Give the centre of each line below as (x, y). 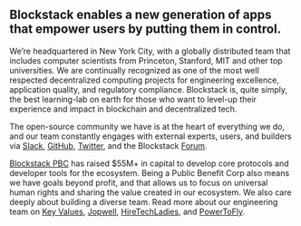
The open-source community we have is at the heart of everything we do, (147, 126)
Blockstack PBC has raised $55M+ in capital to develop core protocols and (149, 163)
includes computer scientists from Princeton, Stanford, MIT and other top (146, 60)
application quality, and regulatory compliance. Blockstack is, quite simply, (149, 89)
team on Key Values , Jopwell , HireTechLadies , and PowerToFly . (127, 211)
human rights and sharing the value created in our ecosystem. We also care (150, 192)
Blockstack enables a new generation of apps (141, 15)
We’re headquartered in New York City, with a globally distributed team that (150, 51)
